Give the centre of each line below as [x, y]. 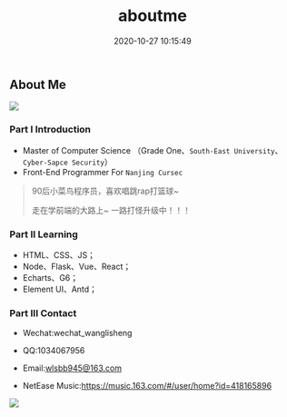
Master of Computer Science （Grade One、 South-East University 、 [153, 150]
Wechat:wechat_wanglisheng [77, 333]
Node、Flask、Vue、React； [77, 266]
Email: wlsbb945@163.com [72, 368]
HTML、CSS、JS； [59, 254]
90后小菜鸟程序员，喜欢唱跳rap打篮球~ [105, 191]
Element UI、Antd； [60, 289]
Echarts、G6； [50, 277]
